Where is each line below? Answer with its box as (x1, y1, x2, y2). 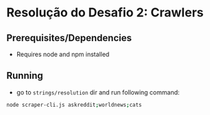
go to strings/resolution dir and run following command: (16, 88, 180, 97)
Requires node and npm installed (16, 50, 110, 58)
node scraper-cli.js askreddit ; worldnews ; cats (6, 101, 142, 108)
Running (6, 70, 44, 81)
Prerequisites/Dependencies (6, 32, 132, 44)
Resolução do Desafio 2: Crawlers (6, 5, 204, 21)
